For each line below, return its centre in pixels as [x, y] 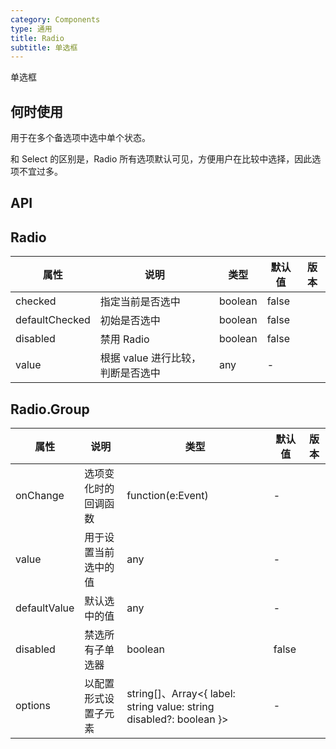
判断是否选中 [130, 373]
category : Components [55, 19]
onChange [40, 496]
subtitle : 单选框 [44, 47]
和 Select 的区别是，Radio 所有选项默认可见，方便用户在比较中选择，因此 [161, 159]
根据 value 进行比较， [150, 358]
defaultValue [45, 608]
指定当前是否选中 [140, 302]
